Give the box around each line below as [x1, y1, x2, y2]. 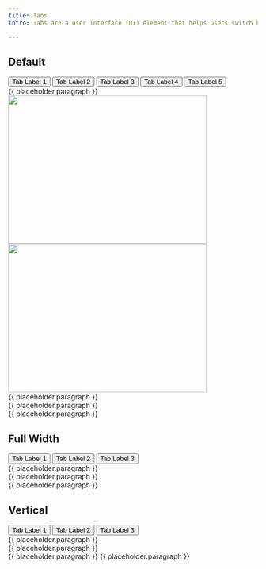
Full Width [8, 432, 59, 445]
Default [8, 55, 46, 68]
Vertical [8, 503, 48, 517]
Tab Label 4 [143, 78, 179, 86]
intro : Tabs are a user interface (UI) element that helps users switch [8, 19, 253, 27]
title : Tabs [8, 11, 47, 20]
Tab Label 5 [188, 78, 223, 86]
